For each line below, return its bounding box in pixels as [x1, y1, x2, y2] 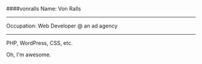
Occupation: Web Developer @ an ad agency [6, 22, 118, 29]
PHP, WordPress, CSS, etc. [6, 39, 73, 47]
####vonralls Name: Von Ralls [6, 5, 81, 12]
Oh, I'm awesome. [6, 51, 51, 58]
